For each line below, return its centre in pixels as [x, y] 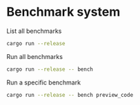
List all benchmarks [34, 31]
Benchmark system [63, 12]
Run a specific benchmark [43, 82]
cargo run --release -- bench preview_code [70, 95]
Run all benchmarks [35, 56]
